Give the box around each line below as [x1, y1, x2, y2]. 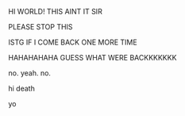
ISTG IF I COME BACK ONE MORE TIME [8, 37, 137, 47]
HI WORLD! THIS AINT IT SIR [8, 7, 103, 16]
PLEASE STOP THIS [8, 22, 73, 31]
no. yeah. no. [8, 68, 52, 78]
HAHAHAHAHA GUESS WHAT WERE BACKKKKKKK [8, 53, 177, 62]
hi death [8, 83, 36, 93]
